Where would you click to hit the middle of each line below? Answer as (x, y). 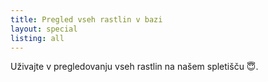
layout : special (44, 29)
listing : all (37, 38)
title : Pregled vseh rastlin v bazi (86, 19)
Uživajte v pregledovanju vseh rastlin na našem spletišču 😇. (134, 67)
